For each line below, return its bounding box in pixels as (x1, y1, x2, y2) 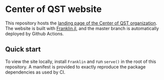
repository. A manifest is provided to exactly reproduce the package (5, 63, 146, 69)
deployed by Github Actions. (5, 30, 64, 36)
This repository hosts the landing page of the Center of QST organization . (5, 20, 157, 26)
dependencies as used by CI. (5, 69, 66, 75)
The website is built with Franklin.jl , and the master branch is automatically (5, 25, 159, 31)
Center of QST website (5, 3, 102, 15)
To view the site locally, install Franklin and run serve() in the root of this (5, 58, 156, 64)
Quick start (5, 45, 41, 53)
